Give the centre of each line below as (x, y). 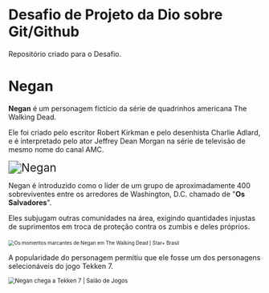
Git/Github (44, 32)
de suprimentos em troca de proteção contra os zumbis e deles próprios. (129, 227)
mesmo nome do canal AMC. (56, 149)
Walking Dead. (33, 117)
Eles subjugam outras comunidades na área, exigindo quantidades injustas (132, 218)
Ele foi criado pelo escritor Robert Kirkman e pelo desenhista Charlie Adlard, (134, 132)
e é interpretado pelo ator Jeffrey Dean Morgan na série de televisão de (127, 141)
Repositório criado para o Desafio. (65, 54)
